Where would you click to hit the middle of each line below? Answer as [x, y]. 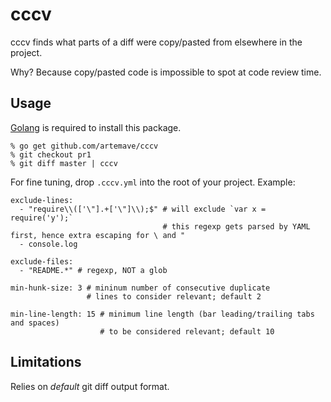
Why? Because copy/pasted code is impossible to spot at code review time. [166, 72]
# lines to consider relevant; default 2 [174, 296]
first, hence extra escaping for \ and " [98, 235]
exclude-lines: [42, 200]
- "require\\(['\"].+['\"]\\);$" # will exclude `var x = [143, 209]
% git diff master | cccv [64, 163]
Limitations [46, 362]
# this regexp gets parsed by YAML [236, 226]
